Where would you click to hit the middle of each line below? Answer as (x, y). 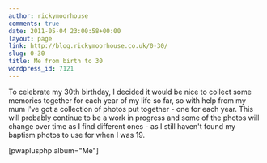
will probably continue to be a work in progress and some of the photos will (134, 118)
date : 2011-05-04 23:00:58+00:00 (65, 31)
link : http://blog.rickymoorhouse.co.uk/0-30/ (88, 46)
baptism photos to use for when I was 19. (77, 135)
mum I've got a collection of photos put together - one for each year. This (131, 109)
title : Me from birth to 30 (56, 62)
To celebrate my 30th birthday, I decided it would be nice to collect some (130, 92)
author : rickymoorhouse (49, 16)
